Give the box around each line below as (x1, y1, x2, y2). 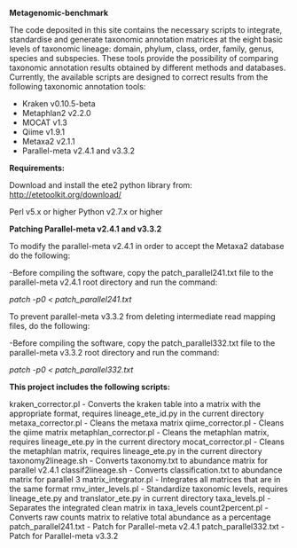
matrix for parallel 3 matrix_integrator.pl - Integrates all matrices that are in (9, 474, 281, 484)
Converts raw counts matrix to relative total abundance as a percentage (9, 512, 271, 522)
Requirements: (9, 163, 65, 173)
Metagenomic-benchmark (9, 8, 109, 18)
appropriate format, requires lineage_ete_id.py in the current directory (9, 408, 264, 419)
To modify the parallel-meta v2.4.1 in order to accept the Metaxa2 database (9, 241, 285, 251)
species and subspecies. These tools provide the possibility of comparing (9, 53, 279, 63)
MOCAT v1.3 (21, 117, 68, 128)
